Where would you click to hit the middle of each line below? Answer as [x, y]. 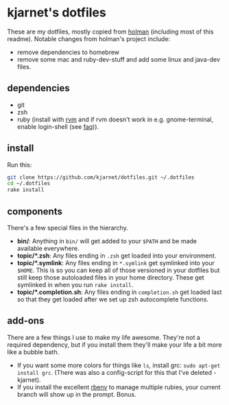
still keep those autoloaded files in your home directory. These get [110, 278]
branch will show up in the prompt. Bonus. [77, 394]
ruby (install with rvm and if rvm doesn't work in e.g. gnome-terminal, [115, 119]
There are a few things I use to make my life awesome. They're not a [104, 337]
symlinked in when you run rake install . [75, 285]
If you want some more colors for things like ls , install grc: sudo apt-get [119, 365]
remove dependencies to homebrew [68, 52]
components [35, 211]
